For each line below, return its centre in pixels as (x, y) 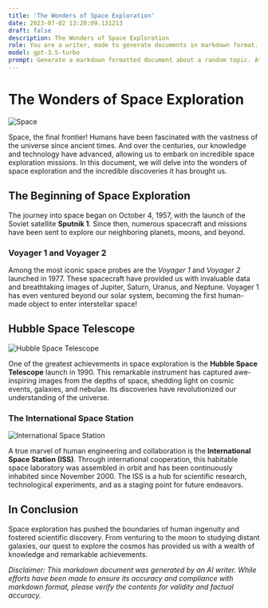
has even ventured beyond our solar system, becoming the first (112, 295)
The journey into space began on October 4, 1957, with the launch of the (127, 215)
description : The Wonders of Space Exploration (89, 38)
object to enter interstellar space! (83, 304)
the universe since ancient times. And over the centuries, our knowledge (128, 145)
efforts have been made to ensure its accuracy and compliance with (121, 578)
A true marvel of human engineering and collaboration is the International (130, 451)
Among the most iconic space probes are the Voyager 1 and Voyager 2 (124, 270)
